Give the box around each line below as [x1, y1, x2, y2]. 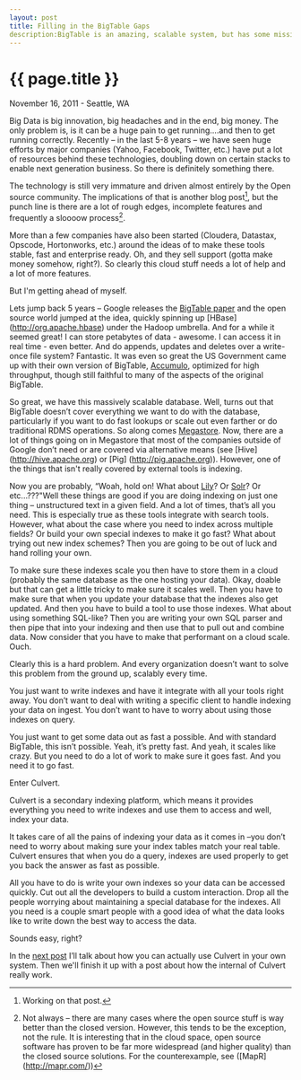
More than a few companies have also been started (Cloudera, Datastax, [9, 230, 277, 241]
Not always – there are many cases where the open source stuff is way [21, 1012, 285, 1023]
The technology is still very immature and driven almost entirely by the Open [9, 180, 291, 191]
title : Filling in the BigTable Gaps [9, 22, 150, 31]
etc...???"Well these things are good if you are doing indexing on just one [9, 490, 279, 501]
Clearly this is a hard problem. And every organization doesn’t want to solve [9, 658, 289, 669]
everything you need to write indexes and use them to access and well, [9, 804, 272, 815]
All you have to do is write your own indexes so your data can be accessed [9, 877, 286, 888]
